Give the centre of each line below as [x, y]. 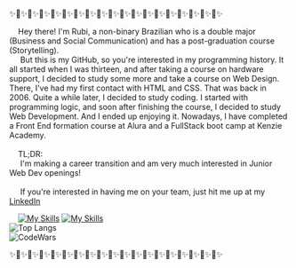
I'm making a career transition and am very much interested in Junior [146, 163]
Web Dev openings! [45, 173]
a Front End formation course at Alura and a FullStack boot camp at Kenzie [146, 126]
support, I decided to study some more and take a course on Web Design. [144, 79]
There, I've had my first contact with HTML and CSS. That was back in [138, 88]
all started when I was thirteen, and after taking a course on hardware [136, 69]
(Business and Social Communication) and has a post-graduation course [142, 41]
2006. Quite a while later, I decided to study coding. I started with [129, 97]
